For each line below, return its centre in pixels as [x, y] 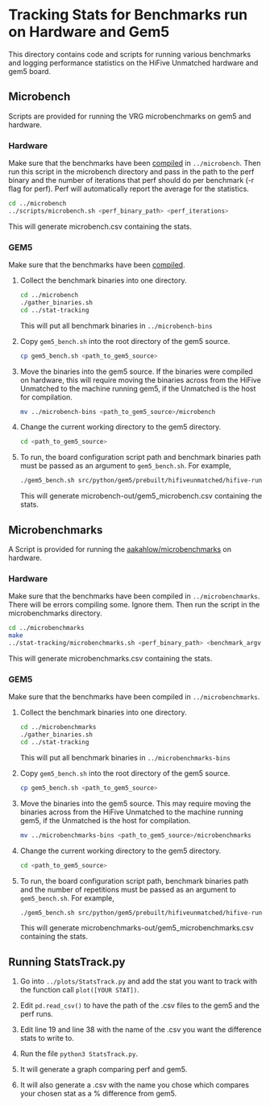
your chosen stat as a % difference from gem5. [98, 1094]
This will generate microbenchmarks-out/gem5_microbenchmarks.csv [137, 928]
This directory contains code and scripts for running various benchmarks [130, 54]
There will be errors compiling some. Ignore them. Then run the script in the [134, 605]
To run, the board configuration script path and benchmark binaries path [140, 458]
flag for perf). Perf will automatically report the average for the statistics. [129, 189]
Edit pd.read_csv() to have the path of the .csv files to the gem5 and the [140, 1005]
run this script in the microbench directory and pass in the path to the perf [131, 172]
